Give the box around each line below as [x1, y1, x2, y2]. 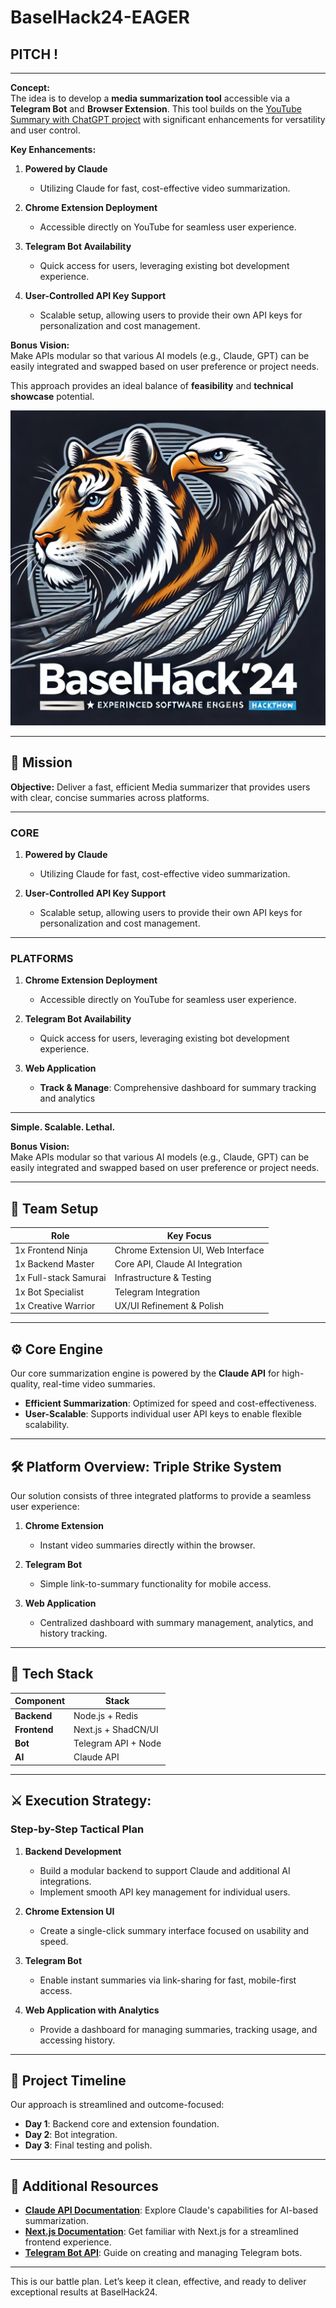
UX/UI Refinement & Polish [114, 1299, 225, 1311]
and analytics [39, 1092, 96, 1105]
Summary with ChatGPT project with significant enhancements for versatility [10, 114, 326, 125]
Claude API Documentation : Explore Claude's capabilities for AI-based [24, 2204, 319, 2216]
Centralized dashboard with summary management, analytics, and [39, 1617, 314, 1629]
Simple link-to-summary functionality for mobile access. [39, 1578, 272, 1590]
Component [14, 1695, 66, 1707]
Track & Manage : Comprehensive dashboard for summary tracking [39, 1082, 317, 1094]
